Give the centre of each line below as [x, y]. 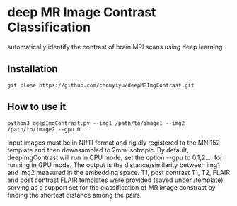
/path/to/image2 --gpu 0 [44, 129]
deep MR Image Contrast [82, 12]
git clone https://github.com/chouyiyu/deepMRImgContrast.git [101, 85]
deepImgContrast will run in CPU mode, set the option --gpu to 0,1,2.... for [115, 157]
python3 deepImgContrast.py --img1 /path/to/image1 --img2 [96, 123]
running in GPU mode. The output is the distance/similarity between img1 [114, 165]
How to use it [37, 107]
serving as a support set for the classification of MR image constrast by [111, 187]
